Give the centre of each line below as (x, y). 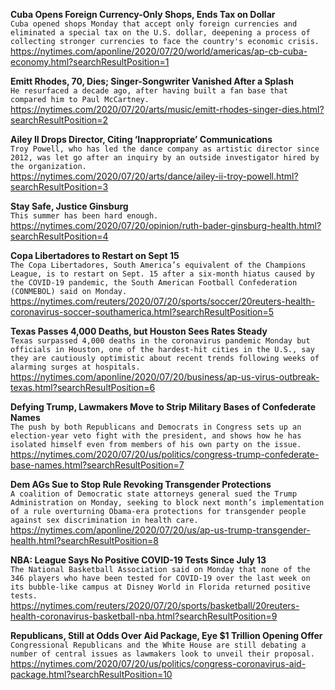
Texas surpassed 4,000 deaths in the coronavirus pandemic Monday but (160, 341)
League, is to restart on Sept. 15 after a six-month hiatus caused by (162, 274)
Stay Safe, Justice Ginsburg (69, 206)
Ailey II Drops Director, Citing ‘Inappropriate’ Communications (141, 139)
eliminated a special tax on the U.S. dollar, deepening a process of (160, 33)
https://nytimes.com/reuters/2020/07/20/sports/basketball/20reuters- (155, 605)
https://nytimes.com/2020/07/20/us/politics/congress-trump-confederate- (165, 454)
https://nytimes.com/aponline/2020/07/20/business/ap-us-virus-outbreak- (165, 377)
